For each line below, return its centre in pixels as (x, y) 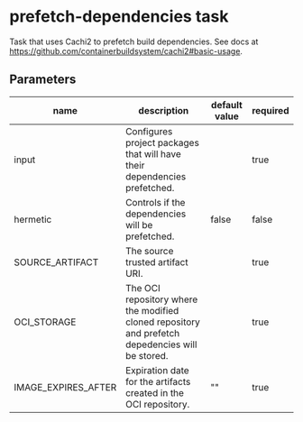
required (271, 110)
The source (149, 251)
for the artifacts (158, 381)
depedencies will (161, 344)
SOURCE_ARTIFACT (56, 261)
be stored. (147, 355)
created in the (155, 392)
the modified (152, 310)
